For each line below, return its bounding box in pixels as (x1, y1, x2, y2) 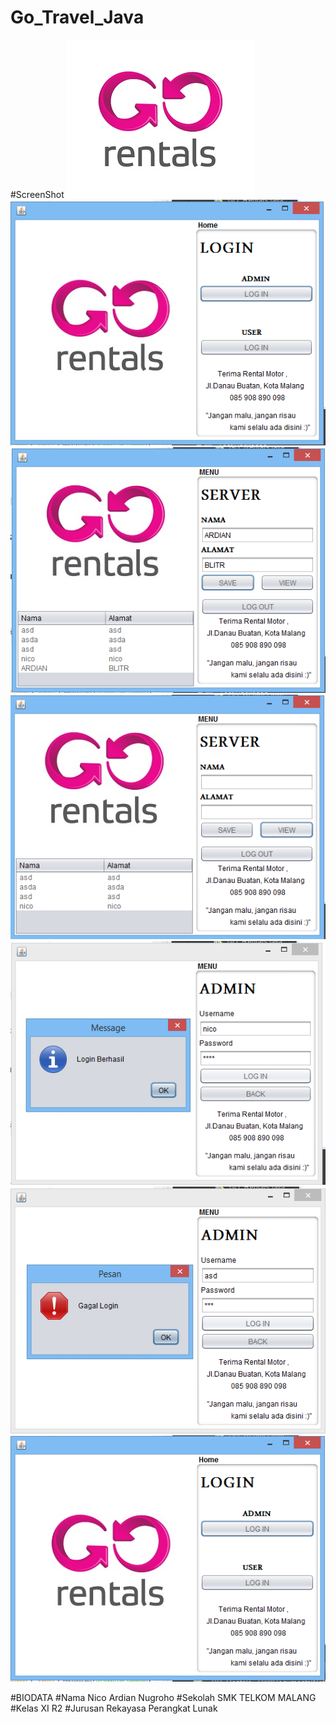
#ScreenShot (10, 188, 65, 200)
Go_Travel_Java (10, 6, 145, 29)
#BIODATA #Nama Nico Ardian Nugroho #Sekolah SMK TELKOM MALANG (10, 1692, 317, 1704)
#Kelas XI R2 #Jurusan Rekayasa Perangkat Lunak (10, 1702, 218, 1715)
